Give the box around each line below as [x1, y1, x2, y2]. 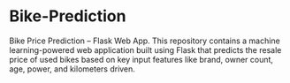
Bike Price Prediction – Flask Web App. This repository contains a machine [9, 35, 280, 46]
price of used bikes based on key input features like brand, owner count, [9, 54, 274, 64]
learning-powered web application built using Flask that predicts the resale [9, 44, 282, 55]
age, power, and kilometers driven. [9, 64, 135, 74]
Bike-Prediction [9, 6, 126, 26]
